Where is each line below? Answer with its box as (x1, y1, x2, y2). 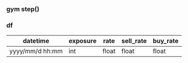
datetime (23, 37, 50, 45)
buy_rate (153, 37, 179, 45)
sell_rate (121, 37, 147, 45)
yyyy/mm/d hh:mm (9, 47, 63, 56)
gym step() (6, 5, 40, 13)
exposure (68, 37, 97, 45)
